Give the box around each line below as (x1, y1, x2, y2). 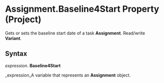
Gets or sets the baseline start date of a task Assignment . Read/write (5, 30, 145, 36)
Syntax (5, 50, 27, 58)
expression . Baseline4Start (5, 62, 61, 68)
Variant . (5, 35, 22, 41)
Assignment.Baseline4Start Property (5, 3, 160, 15)
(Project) (5, 14, 42, 25)
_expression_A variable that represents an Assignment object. (5, 72, 131, 78)
